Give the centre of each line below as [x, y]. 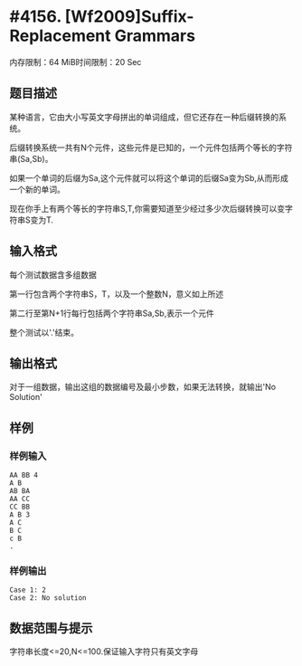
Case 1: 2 [28, 590]
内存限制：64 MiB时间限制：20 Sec [75, 62]
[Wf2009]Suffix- [129, 17]
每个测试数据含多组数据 [53, 274]
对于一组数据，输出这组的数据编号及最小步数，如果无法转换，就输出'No [143, 387]
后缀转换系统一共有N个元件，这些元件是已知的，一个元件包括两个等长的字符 [151, 147]
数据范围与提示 [51, 628]
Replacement [60, 36]
